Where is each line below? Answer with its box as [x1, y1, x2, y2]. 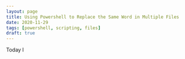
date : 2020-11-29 [6, 19, 49, 25]
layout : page [6, 8, 38, 15]
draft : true [6, 30, 35, 36]
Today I [6, 46, 25, 53]
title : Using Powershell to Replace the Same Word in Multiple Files [6, 14, 180, 20]
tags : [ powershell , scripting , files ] [6, 25, 101, 31]
